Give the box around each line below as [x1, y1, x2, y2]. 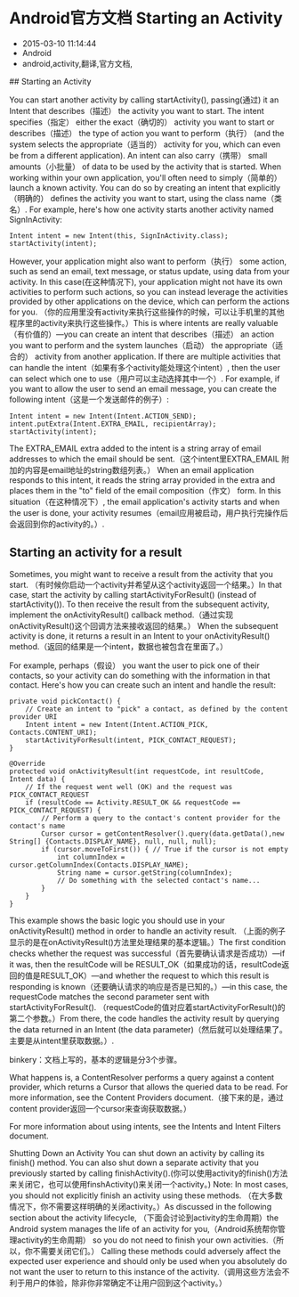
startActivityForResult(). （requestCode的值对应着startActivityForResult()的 [9, 1001, 287, 1012]
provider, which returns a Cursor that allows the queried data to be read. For [9, 1081, 288, 1092]
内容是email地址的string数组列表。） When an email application [24, 464, 255, 475]
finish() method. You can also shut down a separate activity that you [9, 1157, 260, 1168]
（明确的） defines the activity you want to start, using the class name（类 [9, 192, 283, 203]
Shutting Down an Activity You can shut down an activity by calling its [9, 1147, 265, 1158]
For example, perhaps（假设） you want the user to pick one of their [9, 660, 260, 671]
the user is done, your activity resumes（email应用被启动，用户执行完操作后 [9, 507, 289, 518]
